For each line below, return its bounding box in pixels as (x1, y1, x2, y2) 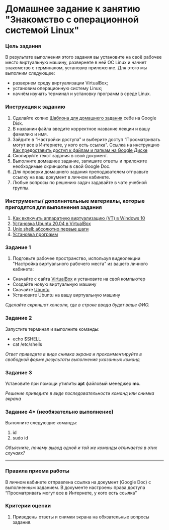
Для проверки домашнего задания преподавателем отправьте (12, 168, 148, 174)
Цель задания (5, 42, 41, 50)
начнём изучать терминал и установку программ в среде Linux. (12, 91, 151, 97)
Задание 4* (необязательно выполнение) (5, 408, 114, 415)
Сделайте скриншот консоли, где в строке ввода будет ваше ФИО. (5, 302, 150, 308)
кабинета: (12, 266, 34, 272)
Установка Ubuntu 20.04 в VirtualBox (12, 220, 92, 227)
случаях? (5, 450, 25, 456)
